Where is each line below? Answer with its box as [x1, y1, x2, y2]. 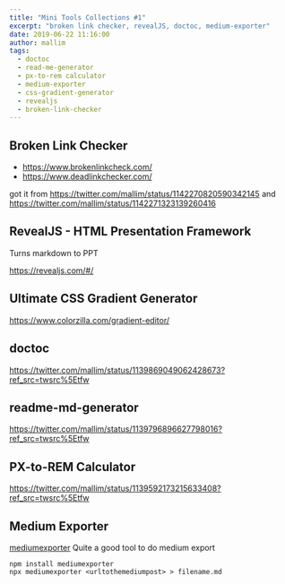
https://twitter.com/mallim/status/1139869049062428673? [9, 365, 226, 375]
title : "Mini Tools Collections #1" [9, 13, 146, 22]
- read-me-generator [17, 64, 94, 73]
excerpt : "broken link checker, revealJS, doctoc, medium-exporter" [9, 21, 271, 30]
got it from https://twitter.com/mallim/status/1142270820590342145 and [9, 189, 276, 200]
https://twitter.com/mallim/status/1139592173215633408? [9, 483, 221, 494]
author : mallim [9, 38, 66, 47]
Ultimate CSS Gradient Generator [9, 291, 198, 306]
